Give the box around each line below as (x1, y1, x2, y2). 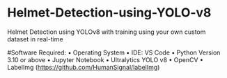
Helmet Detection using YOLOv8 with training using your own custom (7, 28, 206, 36)
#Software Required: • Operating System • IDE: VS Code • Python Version (7, 48, 221, 57)
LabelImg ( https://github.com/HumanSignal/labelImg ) (7, 63, 160, 71)
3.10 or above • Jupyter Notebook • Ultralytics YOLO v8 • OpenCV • (7, 55, 204, 64)
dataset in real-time (7, 35, 64, 43)
